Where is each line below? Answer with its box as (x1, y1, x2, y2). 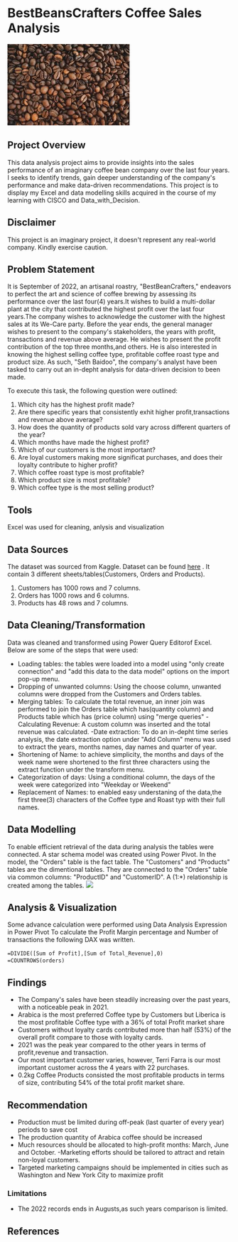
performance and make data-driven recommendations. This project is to (7, 180, 219, 189)
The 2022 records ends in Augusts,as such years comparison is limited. (17, 1204, 228, 1213)
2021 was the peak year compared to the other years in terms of (17, 1041, 206, 1049)
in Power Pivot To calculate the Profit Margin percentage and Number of (7, 928, 219, 936)
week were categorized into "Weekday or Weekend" (17, 780, 171, 789)
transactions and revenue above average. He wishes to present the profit (7, 335, 222, 344)
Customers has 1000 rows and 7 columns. (17, 584, 141, 592)
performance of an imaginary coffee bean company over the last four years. (7, 166, 230, 174)
